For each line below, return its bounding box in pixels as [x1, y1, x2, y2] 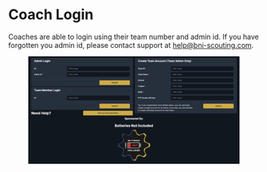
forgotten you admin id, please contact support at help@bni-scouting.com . [8, 40, 254, 49]
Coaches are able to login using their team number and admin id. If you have [8, 32, 259, 41]
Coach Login [8, 6, 94, 24]
